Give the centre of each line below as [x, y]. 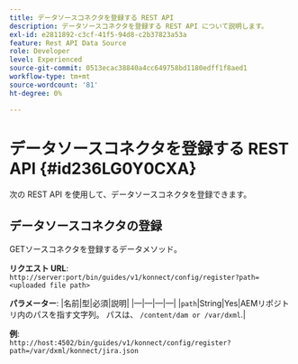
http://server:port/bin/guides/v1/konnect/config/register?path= [134, 278]
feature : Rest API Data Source [68, 43]
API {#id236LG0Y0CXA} [103, 168]
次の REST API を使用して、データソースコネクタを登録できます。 [131, 194]
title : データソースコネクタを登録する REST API [91, 18]
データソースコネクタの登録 [86, 225]
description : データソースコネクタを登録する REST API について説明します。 [139, 26]
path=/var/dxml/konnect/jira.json [74, 351]
